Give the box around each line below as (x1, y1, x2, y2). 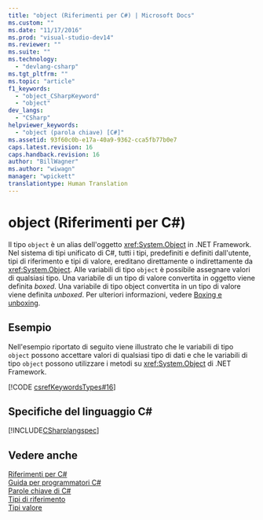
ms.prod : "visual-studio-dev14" (8, 33, 114, 42)
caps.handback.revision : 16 (8, 150, 100, 158)
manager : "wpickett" (8, 172, 76, 181)
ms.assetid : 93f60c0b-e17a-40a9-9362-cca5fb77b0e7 (8, 135, 177, 144)
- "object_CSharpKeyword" (15, 92, 100, 100)
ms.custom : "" (8, 19, 55, 27)
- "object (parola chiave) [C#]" (15, 128, 125, 136)
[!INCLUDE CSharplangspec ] (8, 426, 100, 435)
